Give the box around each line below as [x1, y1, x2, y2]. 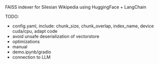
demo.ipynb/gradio [12, 49, 51, 55]
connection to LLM [12, 54, 51, 60]
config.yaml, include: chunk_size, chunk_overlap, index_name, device [12, 23, 154, 29]
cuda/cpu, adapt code [12, 28, 58, 34]
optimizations [12, 39, 40, 44]
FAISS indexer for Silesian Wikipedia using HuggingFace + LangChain [5, 4, 147, 10]
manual [12, 44, 28, 49]
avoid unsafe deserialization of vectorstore [12, 34, 100, 39]
